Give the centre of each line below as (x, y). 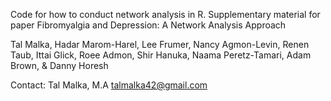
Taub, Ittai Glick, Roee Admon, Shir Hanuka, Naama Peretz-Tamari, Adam (161, 55)
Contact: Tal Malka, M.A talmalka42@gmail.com (109, 85)
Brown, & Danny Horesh (59, 65)
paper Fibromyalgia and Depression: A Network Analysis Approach (148, 25)
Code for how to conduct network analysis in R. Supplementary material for (165, 14)
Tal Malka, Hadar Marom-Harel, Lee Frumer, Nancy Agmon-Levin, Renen (160, 44)
